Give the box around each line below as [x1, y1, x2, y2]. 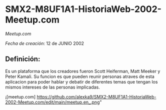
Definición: [5, 55, 40, 63]
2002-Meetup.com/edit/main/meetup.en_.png [5, 99, 100, 105]
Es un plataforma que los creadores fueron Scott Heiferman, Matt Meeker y [5, 68, 160, 74]
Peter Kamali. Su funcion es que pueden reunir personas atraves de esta [5, 73, 155, 79]
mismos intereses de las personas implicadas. [5, 84, 100, 90]
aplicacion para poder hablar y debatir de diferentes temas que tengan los [5, 78, 158, 84]
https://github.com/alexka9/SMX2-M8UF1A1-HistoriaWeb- [36, 93, 156, 99]
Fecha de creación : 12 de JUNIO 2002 [5, 40, 84, 46]
